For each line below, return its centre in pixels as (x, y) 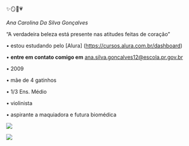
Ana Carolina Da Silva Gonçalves (47, 23)
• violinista (19, 103)
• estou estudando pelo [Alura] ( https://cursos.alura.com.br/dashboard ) (94, 46)
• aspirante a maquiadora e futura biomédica (61, 115)
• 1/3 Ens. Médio (27, 92)
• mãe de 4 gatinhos (31, 80)
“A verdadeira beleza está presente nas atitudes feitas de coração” (88, 34)
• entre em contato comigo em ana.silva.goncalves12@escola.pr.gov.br (95, 57)
